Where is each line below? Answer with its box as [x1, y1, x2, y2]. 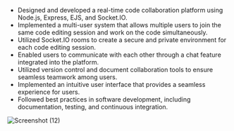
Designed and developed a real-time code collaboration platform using [17, 6, 223, 14]
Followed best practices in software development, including [17, 95, 191, 104]
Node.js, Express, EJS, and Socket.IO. [17, 13, 128, 22]
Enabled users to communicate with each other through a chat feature [17, 50, 222, 59]
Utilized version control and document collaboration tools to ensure [17, 66, 214, 74]
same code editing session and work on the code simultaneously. [17, 28, 208, 36]
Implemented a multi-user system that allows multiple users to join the [17, 21, 222, 29]
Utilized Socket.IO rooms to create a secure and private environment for [17, 36, 227, 44]
